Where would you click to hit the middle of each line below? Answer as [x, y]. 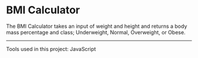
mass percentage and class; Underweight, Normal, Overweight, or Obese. [96, 32]
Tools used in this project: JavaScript [51, 49]
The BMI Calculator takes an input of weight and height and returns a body [97, 26]
